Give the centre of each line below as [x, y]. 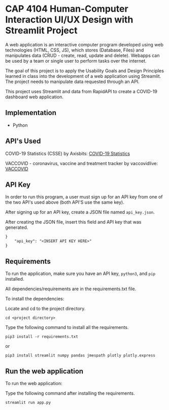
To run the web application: [34, 383]
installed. [15, 279]
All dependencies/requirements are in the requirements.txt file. [71, 289]
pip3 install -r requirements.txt [42, 337]
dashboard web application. [34, 97]
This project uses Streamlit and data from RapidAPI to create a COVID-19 [81, 91]
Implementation [31, 113]
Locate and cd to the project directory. [45, 309]
